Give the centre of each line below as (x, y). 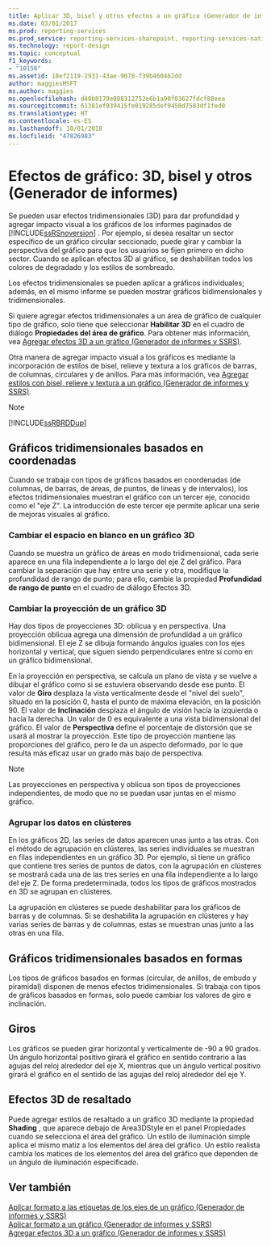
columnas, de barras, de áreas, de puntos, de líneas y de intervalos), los (128, 489)
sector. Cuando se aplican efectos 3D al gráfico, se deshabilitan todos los (131, 259)
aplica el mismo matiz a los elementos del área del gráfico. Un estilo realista (134, 1145)
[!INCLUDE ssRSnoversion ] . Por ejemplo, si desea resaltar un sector (121, 233)
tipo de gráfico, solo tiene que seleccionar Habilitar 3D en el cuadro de (127, 324)
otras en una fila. (36, 933)
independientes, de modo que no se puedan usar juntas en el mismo (122, 793)
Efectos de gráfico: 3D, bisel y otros (130, 176)
